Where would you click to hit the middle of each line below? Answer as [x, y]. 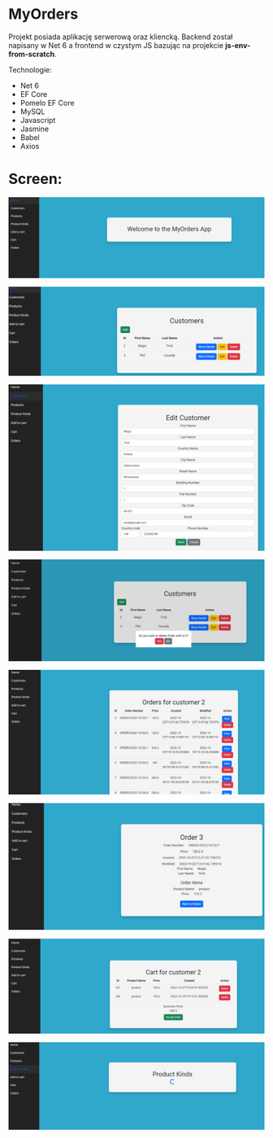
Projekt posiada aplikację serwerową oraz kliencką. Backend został [121, 37]
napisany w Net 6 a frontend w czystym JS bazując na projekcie [116, 45]
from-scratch [32, 54]
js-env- [238, 45]
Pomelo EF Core [47, 103]
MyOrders [43, 14]
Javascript [38, 120]
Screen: [35, 179]
